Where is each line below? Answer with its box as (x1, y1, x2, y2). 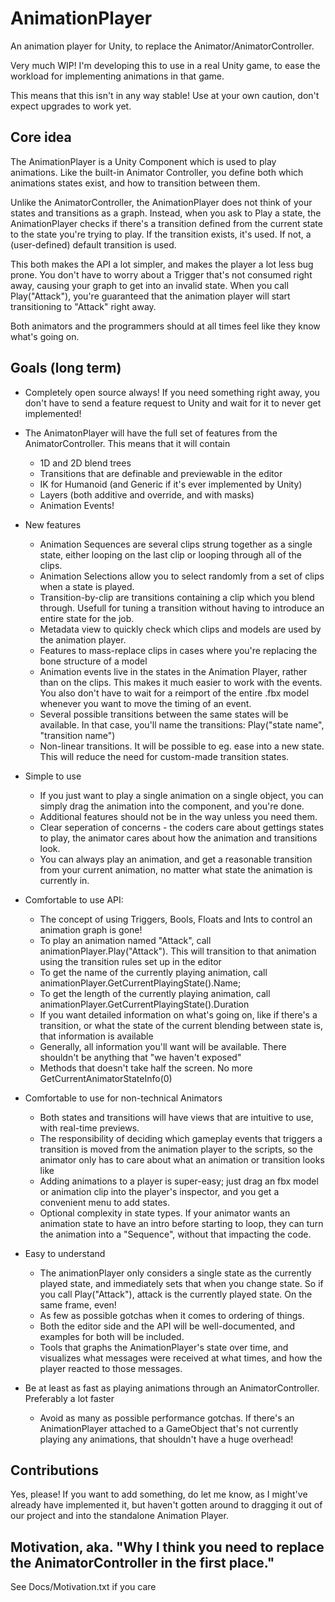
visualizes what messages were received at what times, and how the (39, 1352, 323, 1364)
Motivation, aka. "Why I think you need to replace (10, 1538, 325, 1556)
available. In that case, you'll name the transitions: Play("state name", (39, 718, 325, 731)
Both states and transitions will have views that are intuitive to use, (39, 1111, 314, 1123)
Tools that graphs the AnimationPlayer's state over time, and (39, 1341, 289, 1353)
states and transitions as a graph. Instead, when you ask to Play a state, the (10, 207, 322, 219)
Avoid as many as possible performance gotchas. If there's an (39, 1412, 295, 1424)
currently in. (39, 874, 90, 886)
